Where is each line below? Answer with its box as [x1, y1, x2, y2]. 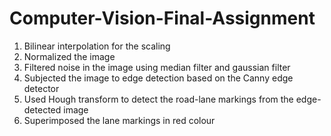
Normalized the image [23, 50, 116, 62]
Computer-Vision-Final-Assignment [9, 7, 316, 30]
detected [23, 103, 62, 116]
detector [23, 82, 60, 94]
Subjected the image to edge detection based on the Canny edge [23, 72, 294, 84]
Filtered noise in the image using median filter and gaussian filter [23, 61, 291, 73]
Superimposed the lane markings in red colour [23, 114, 216, 126]
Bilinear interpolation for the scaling [23, 40, 171, 52]
